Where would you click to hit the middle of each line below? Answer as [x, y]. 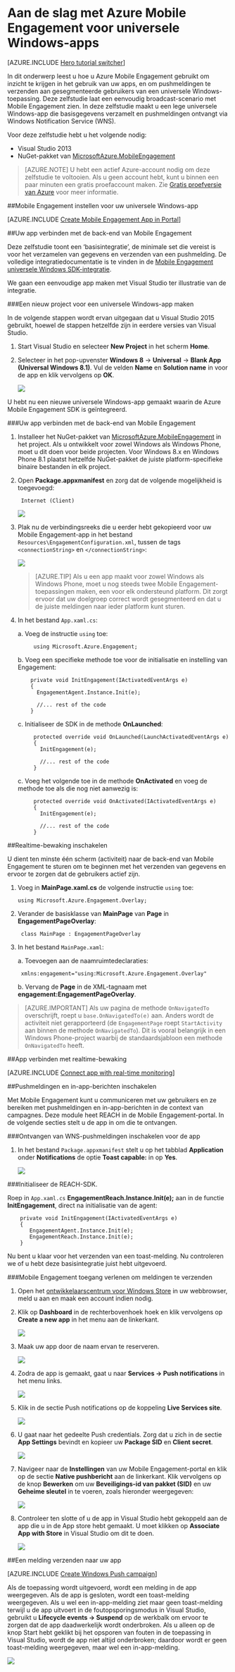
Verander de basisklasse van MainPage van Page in [93, 913]
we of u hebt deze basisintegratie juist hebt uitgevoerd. [87, 1263]
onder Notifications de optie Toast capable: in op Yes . [97, 1157]
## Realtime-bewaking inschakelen [57, 845]
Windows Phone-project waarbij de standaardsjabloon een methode [123, 1037]
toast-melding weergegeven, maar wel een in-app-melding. [94, 1647]
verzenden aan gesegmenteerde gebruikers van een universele [99, 91]
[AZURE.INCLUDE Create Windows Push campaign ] [82, 1573]
